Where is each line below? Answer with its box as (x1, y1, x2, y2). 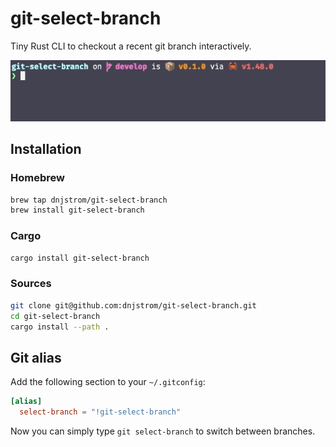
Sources (10, 277, 52, 291)
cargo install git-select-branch (10, 253, 150, 263)
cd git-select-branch (10, 311, 101, 321)
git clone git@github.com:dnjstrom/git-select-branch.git (10, 300, 257, 311)
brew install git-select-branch (10, 205, 145, 216)
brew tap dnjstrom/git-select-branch (10, 195, 168, 205)
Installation (10, 141, 82, 158)
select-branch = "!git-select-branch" (19, 407, 182, 417)
